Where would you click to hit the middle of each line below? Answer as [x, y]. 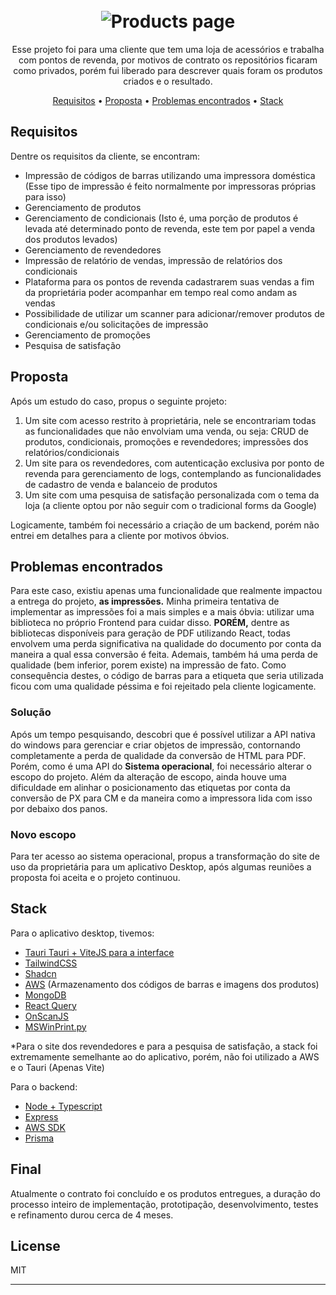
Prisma [39, 1138]
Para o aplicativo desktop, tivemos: [82, 933]
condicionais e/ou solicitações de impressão [116, 324]
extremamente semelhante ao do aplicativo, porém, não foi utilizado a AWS [165, 1056]
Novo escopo [43, 834]
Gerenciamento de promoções [87, 335]
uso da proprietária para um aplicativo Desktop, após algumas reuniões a [161, 866]
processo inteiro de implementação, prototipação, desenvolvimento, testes [164, 1204]
